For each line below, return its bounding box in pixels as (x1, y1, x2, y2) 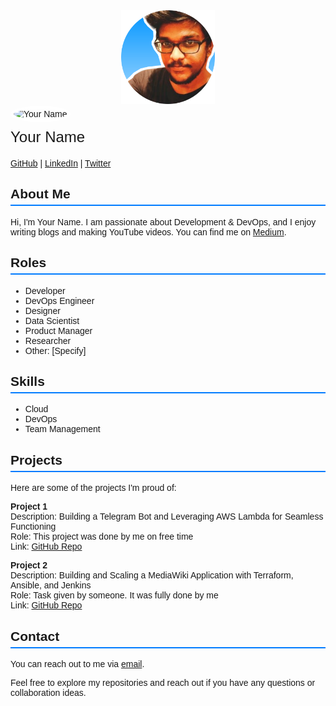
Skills (10, 374, 45, 389)
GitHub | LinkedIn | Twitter (10, 158, 112, 169)
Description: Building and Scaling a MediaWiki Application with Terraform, (10, 570, 294, 581)
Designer (24, 305, 61, 316)
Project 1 (10, 501, 48, 513)
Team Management (24, 424, 101, 435)
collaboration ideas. (10, 687, 87, 699)
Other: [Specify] (24, 345, 87, 356)
